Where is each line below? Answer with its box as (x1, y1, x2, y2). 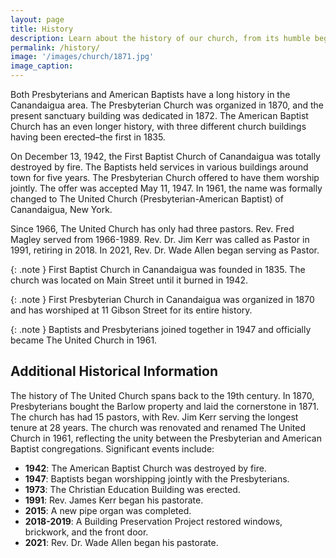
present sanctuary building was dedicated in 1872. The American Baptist (10, 110, 309, 121)
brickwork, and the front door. (24, 526, 149, 538)
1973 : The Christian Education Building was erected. (24, 483, 241, 495)
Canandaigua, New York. (10, 204, 113, 215)
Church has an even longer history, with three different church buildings (10, 121, 307, 132)
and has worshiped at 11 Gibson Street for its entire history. (10, 304, 253, 316)
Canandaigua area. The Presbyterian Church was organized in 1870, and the (10, 99, 324, 111)
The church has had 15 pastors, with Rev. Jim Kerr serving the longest (10, 411, 299, 423)
